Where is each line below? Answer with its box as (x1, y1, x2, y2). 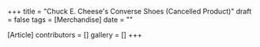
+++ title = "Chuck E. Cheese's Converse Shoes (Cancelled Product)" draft (7, 7, 252, 16)
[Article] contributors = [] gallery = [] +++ (7, 31, 143, 39)
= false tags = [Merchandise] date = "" (7, 15, 134, 24)
